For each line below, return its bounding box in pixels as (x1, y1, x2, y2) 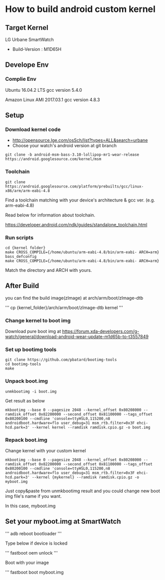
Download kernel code (5, 126, 61, 133)
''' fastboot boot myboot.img (5, 569, 64, 575)
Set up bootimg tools (5, 346, 57, 353)
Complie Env (5, 76, 36, 83)
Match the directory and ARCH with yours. (5, 267, 92, 273)
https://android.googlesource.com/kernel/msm (5, 157, 101, 162)
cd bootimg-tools (5, 362, 41, 367)
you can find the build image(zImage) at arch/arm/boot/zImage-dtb (5, 295, 144, 301)
